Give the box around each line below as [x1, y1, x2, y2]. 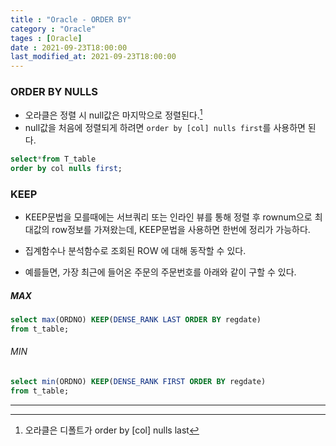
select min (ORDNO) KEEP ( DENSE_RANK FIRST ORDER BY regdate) [10, 377, 267, 387]
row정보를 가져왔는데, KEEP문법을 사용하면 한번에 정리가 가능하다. [51, 224, 311, 236]
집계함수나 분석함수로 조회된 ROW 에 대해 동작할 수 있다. [24, 245, 247, 257]
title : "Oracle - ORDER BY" [10, 14, 132, 25]
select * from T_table [10, 154, 97, 165]
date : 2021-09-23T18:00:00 [10, 42, 128, 53]
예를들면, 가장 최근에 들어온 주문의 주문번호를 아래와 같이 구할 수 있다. [24, 266, 297, 278]
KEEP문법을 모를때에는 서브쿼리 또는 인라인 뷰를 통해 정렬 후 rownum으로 [24, 211, 313, 223]
